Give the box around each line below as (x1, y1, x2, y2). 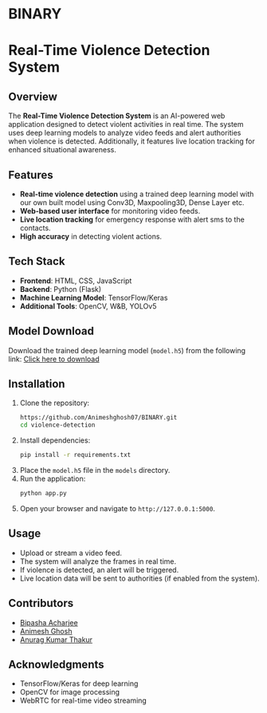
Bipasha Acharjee (19, 617, 78, 627)
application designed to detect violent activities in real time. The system (8, 120, 245, 129)
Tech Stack (8, 254, 65, 268)
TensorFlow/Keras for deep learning (19, 679, 139, 688)
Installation (8, 377, 65, 391)
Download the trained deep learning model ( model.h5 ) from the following (8, 345, 245, 355)
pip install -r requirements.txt (19, 451, 132, 459)
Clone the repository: (19, 398, 90, 408)
